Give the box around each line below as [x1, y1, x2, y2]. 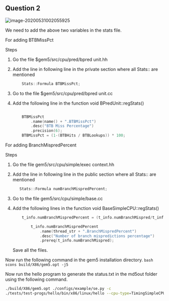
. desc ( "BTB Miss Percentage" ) [31, 123, 94, 129]
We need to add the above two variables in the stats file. [5, 27, 122, 33]
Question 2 [5, 4, 41, 13]
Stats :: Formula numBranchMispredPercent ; [19, 186, 108, 192]
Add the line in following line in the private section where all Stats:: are [12, 66, 158, 72]
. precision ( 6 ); [31, 128, 63, 133]
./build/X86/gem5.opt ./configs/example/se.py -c [5, 286, 112, 291]
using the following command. [5, 276, 68, 282]
